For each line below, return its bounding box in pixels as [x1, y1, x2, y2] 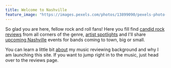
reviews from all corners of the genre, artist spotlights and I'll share [5, 31, 146, 37]
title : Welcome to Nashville [5, 7, 67, 13]
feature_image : [5, 12, 38, 17]
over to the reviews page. [5, 57, 59, 63]
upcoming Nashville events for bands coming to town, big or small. [5, 36, 145, 43]
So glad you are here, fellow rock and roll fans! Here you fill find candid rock [5, 26, 165, 32]
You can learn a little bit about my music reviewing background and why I [5, 46, 159, 52]
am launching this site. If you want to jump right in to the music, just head [5, 51, 159, 58]
